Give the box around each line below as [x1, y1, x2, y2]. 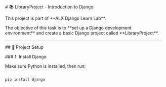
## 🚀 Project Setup [5, 44, 43, 50]
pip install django [5, 77, 45, 82]
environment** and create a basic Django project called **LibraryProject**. [5, 30, 159, 36]
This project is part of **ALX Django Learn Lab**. [5, 15, 106, 21]
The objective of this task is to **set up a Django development [5, 25, 132, 30]
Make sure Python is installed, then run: [5, 63, 86, 69]
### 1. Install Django [5, 54, 47, 59]
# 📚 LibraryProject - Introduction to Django [5, 4, 94, 10]
